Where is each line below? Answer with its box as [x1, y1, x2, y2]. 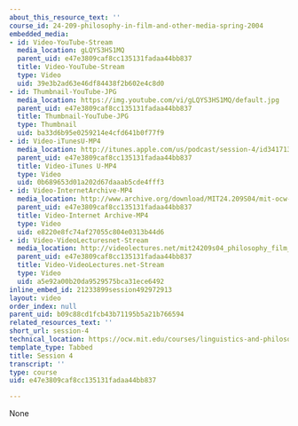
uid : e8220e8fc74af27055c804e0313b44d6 [17, 227, 165, 236]
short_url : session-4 [9, 327, 90, 335]
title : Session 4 [9, 351, 74, 360]
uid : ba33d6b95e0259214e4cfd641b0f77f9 [17, 129, 165, 138]
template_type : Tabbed [9, 343, 93, 351]
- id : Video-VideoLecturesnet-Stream [9, 236, 149, 245]
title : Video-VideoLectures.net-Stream [17, 261, 165, 270]
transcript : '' [9, 359, 66, 368]
